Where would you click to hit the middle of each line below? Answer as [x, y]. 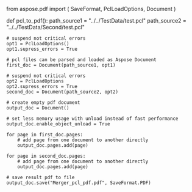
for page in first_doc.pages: [45, 135]
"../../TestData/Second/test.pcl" [46, 27]
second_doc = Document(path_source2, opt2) [62, 92]
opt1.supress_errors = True [42, 49]
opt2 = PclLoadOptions [35, 81]
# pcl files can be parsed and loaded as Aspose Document [81, 60]
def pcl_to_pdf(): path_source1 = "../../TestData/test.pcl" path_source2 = [97, 20]
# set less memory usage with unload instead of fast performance [92, 119]
